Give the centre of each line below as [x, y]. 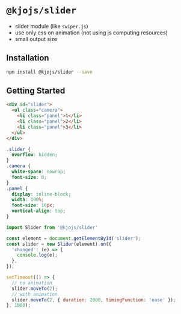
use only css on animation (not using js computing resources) [91, 33]
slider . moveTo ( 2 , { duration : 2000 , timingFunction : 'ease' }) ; [94, 300]
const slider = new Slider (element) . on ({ [59, 244]
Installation [28, 58]
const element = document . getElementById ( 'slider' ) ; [74, 238]
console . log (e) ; [38, 255]
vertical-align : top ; [39, 211]
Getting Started [36, 91]
